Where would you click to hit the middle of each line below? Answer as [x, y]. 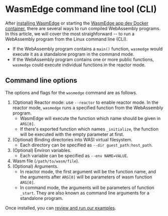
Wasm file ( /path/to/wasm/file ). [46, 161]
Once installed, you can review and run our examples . [61, 208]
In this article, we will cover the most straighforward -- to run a [70, 34]
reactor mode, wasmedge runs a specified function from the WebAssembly [88, 107]
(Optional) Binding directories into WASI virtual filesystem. [72, 139]
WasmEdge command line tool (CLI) [81, 9]
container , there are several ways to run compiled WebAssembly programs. [83, 28]
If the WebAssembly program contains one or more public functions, [83, 59]
